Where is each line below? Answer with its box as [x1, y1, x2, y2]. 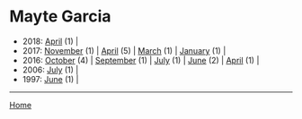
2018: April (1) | [22, 36, 79, 47]
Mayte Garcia [9, 6, 111, 27]
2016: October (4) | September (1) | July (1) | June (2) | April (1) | [22, 55, 260, 65]
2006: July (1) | [22, 64, 79, 75]
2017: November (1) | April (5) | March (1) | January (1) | [22, 45, 226, 55]
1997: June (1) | [22, 73, 79, 84]
